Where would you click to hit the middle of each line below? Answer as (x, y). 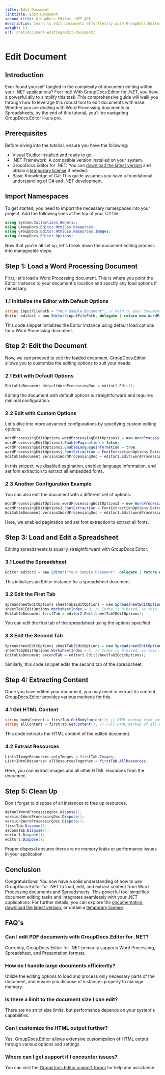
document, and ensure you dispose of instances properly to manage (74, 982)
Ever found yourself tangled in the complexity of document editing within (79, 87)
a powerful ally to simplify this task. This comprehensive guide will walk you (82, 97)
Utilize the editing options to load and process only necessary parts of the (80, 976)
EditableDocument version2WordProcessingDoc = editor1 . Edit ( (69, 512)
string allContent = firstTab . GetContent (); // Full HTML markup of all (81, 724)
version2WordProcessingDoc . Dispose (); (45, 821)
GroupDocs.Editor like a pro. (34, 118)
